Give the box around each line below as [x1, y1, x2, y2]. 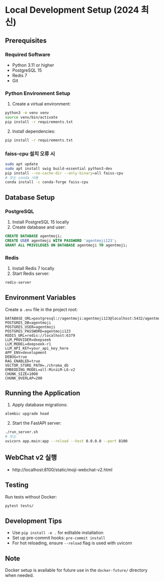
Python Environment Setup [5, 90, 71, 97]
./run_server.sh [5, 430, 38, 435]
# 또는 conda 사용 [5, 175, 39, 180]
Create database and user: [12, 224, 66, 230]
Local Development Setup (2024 [5, 4, 139, 16]
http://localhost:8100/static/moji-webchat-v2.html [12, 467, 113, 473]
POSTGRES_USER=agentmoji [5, 324, 56, 330]
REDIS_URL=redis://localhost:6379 [5, 333, 76, 338]
